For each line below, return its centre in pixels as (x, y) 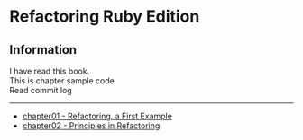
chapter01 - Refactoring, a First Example (97, 116)
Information (43, 50)
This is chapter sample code (62, 81)
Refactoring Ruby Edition (105, 17)
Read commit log (41, 90)
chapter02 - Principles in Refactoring (91, 126)
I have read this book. (50, 71)
